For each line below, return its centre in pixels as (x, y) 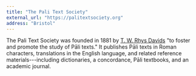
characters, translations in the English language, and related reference (94, 54)
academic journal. (29, 66)
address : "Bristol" (31, 23)
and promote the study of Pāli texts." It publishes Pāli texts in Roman (92, 47)
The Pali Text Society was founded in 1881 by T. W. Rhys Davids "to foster (98, 41)
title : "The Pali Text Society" (47, 12)
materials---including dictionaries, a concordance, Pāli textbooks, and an (98, 60)
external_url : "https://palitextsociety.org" (65, 18)
